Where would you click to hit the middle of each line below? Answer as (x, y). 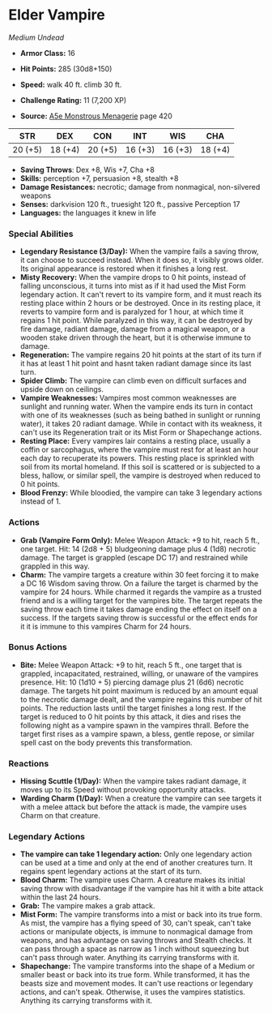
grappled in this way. (55, 566)
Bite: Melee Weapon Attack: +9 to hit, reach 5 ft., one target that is (131, 665)
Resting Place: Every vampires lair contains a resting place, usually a (135, 441)
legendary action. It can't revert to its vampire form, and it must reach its (141, 294)
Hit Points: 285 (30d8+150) (66, 69)
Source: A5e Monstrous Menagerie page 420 (96, 116)
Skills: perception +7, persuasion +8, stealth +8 (99, 178)
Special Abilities (41, 234)
